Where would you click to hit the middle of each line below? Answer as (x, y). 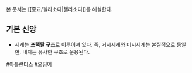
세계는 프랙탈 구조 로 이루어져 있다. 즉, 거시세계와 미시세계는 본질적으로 (95, 44)
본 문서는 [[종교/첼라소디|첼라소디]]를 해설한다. (59, 9)
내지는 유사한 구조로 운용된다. (56, 51)
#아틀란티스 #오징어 (29, 64)
